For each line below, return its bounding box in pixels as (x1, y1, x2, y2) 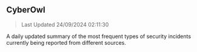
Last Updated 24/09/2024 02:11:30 (21, 21, 109, 28)
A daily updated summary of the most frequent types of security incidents (6, 33, 192, 40)
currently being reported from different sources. (6, 39, 126, 46)
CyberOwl (6, 5, 45, 15)
